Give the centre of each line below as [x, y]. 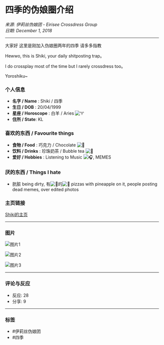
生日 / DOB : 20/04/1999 [37, 107]
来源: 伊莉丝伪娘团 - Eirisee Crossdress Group [51, 24]
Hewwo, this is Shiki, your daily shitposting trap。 [55, 56]
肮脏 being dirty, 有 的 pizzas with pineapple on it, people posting [85, 184]
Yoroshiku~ [16, 76]
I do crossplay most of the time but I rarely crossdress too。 [65, 66]
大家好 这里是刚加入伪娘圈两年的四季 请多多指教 [53, 45]
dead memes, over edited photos [45, 189]
